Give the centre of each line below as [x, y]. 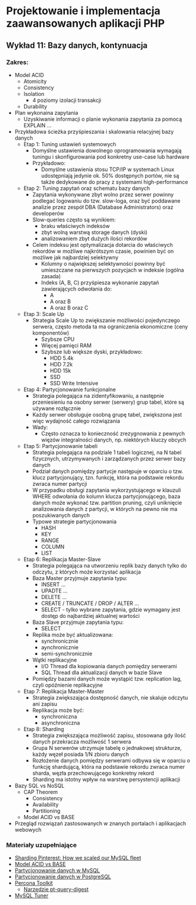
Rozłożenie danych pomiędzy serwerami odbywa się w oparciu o [111, 760]
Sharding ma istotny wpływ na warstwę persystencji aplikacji [106, 779]
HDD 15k [61, 371]
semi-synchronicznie [67, 653]
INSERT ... [53, 584]
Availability [45, 804]
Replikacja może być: [58, 710]
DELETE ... [54, 597]
